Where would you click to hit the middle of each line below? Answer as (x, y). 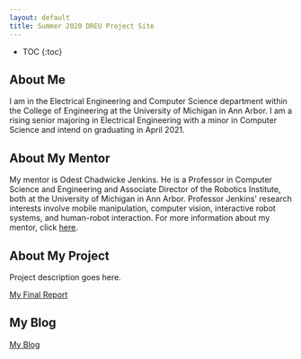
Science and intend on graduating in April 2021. (97, 130)
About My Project (59, 255)
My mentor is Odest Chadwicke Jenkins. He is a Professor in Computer (141, 179)
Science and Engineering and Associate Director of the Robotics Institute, (145, 189)
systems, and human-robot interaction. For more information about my (140, 218)
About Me (37, 79)
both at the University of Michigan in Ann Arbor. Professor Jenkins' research (150, 199)
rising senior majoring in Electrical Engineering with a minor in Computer (143, 120)
